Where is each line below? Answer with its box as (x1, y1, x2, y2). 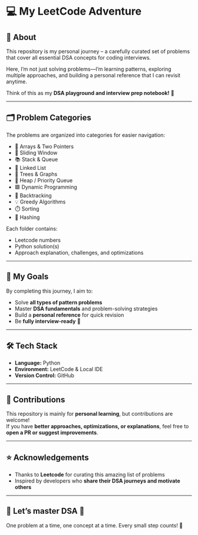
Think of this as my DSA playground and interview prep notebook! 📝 (6, 90, 175, 96)
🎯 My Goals (6, 272, 49, 282)
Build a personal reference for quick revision (14, 311, 124, 319)
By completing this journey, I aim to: (6, 287, 93, 294)
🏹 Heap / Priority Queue (14, 176, 73, 183)
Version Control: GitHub (14, 372, 75, 379)
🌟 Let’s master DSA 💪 (6, 506, 85, 516)
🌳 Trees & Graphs (14, 170, 58, 178)
